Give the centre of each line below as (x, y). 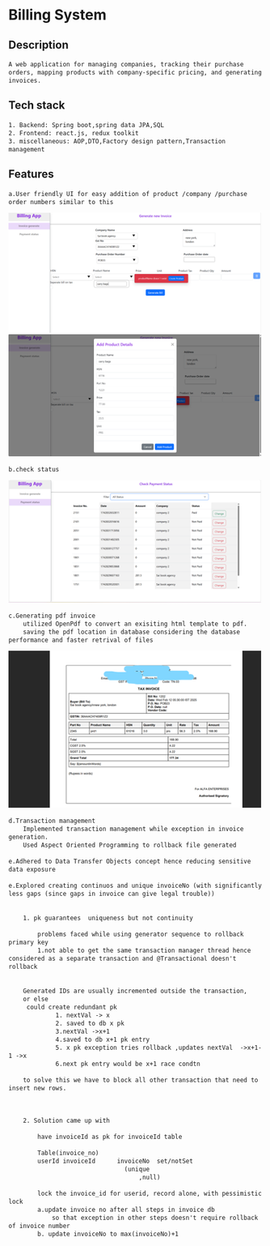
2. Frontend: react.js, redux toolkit (74, 133)
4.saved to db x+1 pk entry (103, 1040)
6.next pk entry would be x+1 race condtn (128, 1064)
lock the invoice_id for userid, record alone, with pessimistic (150, 1194)
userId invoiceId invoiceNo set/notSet (116, 1161)
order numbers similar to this (61, 202)
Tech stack (37, 106)
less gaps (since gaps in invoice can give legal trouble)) (112, 894)
